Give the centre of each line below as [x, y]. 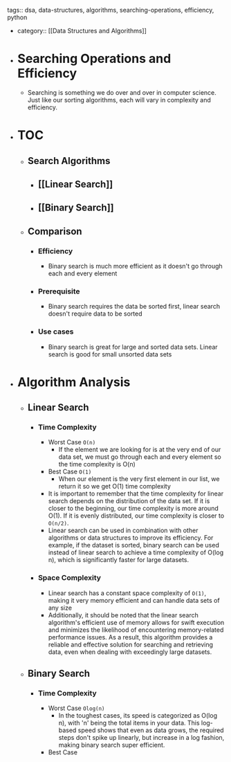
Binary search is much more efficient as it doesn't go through [135, 266]
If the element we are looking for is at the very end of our [140, 450]
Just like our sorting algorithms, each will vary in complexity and [119, 100]
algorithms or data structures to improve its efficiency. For [131, 538]
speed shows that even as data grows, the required [151, 730]
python [17, 17]
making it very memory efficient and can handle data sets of [134, 600]
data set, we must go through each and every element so [140, 457]
